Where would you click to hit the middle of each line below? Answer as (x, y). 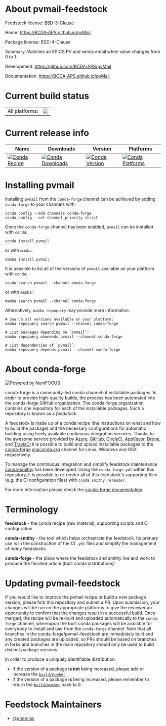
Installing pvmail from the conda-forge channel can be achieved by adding (80, 199)
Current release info (47, 133)
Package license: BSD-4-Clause (38, 42)
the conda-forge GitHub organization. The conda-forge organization (75, 403)
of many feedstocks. (26, 548)
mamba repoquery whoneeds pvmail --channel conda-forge (64, 337)
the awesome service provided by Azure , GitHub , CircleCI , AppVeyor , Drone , (83, 439)
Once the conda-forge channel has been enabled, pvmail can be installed (79, 227)
